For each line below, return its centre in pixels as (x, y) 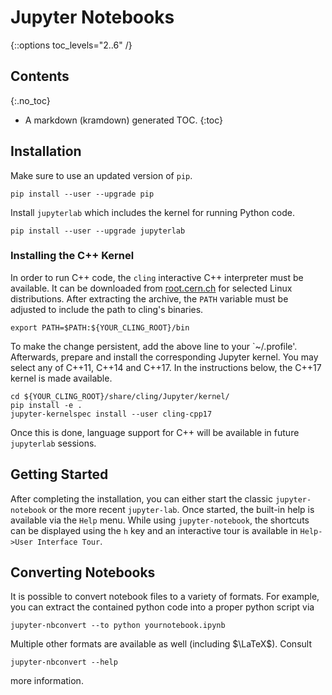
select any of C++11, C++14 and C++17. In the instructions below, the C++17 (166, 367)
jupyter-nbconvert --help (64, 662)
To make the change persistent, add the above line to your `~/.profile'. (154, 346)
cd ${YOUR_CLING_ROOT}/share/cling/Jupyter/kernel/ (120, 396)
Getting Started (59, 474)
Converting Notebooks (83, 572)
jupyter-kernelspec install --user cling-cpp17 (111, 414)
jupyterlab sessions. (53, 443)
